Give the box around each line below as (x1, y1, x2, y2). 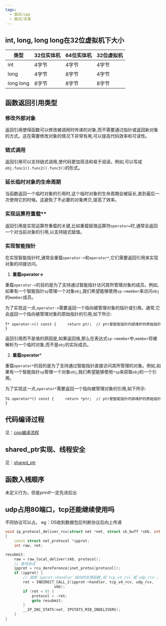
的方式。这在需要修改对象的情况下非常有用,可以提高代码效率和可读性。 (5, 133, 150, 139)
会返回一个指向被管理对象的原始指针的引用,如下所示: (5, 311, 112, 317)
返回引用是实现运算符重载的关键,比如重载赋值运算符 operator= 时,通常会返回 (5, 222, 158, 228)
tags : (5, 7, 16, 12)
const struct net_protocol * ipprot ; (14, 538, 90, 544)
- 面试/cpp (9, 12, 31, 17)
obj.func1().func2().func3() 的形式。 (5, 165, 83, 171)
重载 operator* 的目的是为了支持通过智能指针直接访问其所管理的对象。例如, (5, 363, 157, 369)
